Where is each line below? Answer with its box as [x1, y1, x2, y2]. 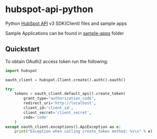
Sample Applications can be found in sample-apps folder [5, 30, 124, 36]
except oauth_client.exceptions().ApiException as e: [5, 124, 122, 129]
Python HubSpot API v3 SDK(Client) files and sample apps [5, 20, 127, 26]
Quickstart [5, 45, 40, 54]
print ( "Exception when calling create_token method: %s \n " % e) [14, 129, 153, 134]
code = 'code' [23, 115, 49, 120]
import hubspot [5, 68, 37, 73]
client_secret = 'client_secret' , [23, 110, 92, 115]
